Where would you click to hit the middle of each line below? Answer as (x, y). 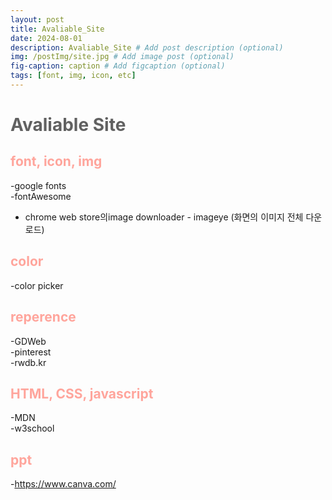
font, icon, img (56, 161)
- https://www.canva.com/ (63, 484)
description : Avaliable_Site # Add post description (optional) (147, 47)
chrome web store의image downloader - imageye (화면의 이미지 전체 (164, 217)
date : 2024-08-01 (46, 38)
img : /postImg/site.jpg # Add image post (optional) (122, 57)
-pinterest (31, 352)
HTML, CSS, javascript (82, 393)
